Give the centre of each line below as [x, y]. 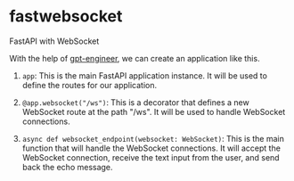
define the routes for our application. [90, 85]
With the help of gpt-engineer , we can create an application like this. [135, 58]
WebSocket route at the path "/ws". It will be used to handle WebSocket [154, 111]
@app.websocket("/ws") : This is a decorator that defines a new [135, 102]
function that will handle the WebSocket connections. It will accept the [151, 148]
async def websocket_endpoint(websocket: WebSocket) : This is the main [153, 138]
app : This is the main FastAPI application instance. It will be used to [144, 75]
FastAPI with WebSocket [54, 41]
